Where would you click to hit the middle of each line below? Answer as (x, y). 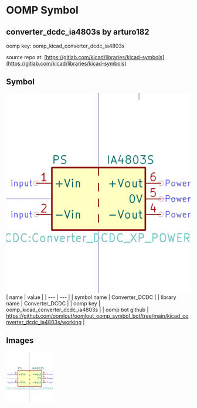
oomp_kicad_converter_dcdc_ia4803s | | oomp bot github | (77, 310)
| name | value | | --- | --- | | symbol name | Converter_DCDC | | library (91, 297)
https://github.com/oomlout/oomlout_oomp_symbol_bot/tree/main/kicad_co (97, 316)
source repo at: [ (26, 57)
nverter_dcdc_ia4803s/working (44, 322)
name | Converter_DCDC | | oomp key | (53, 303)
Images (20, 341)
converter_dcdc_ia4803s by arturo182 (78, 32)
